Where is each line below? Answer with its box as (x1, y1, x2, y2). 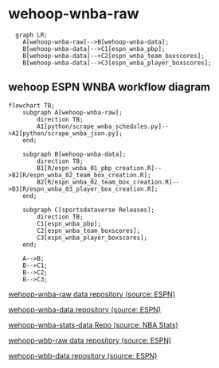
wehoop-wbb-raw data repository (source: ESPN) (8, 335, 172, 345)
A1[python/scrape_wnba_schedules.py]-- (37, 122, 170, 130)
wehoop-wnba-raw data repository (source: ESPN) (8, 289, 176, 299)
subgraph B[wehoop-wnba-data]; (22, 150, 127, 158)
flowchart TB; (8, 101, 56, 110)
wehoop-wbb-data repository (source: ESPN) (8, 351, 158, 360)
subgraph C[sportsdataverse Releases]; (22, 206, 155, 214)
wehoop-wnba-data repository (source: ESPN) (8, 304, 162, 314)
